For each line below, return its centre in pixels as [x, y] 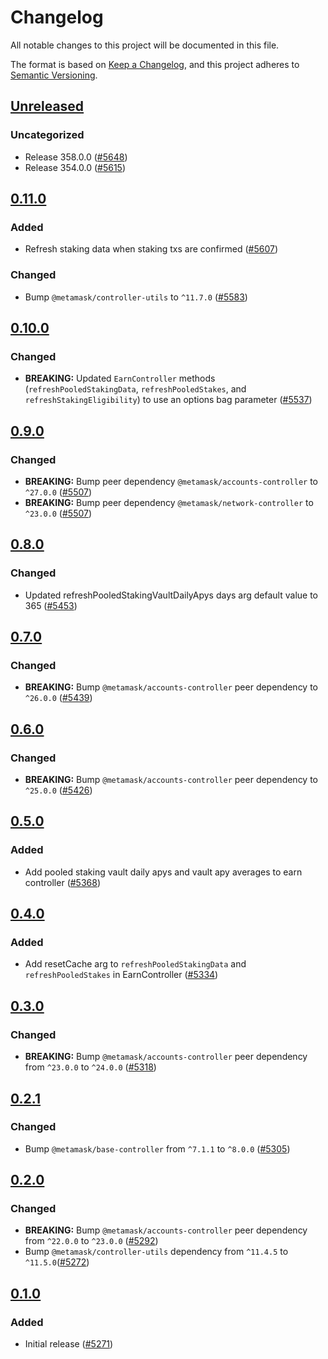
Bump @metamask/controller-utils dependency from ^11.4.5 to [156, 1252]
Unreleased [47, 106]
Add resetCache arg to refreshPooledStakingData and [135, 964]
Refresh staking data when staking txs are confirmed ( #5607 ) [151, 249]
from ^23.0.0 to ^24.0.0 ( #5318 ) [90, 1067]
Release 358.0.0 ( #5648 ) [76, 157]
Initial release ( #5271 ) [69, 1344]
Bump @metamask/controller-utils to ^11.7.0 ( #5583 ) [136, 297]
